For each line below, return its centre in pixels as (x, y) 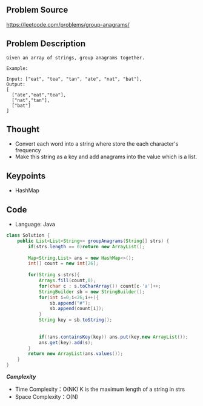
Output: (16, 84)
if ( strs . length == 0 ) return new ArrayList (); (87, 246)
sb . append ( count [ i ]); (77, 309)
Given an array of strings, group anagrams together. (76, 58)
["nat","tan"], (31, 100)
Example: (17, 68)
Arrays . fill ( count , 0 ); (67, 281)
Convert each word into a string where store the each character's (97, 144)
